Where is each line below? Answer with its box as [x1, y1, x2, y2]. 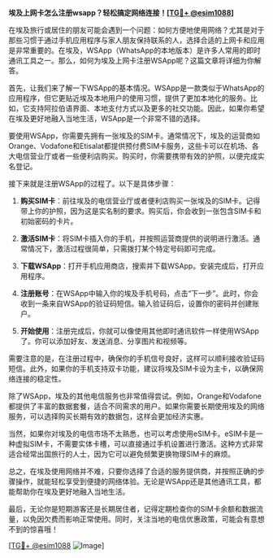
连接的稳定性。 [15, 374, 66, 383]
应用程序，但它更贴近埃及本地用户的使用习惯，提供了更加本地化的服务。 [8, 94, 250, 102]
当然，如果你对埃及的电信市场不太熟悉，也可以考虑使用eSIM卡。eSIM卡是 [8, 429, 257, 438]
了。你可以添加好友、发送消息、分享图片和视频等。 [19, 337, 192, 346]
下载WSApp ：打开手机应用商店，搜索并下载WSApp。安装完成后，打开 [19, 261, 258, 271]
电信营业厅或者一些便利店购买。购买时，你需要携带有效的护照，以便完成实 [15, 151, 265, 161]
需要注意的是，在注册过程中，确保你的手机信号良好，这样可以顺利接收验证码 [8, 354, 265, 363]
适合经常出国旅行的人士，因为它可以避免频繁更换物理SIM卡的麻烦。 [8, 449, 236, 459]
